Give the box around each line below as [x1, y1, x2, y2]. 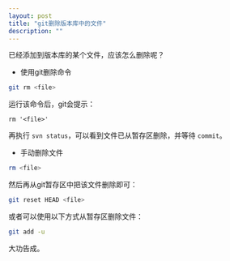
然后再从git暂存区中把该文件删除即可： [8, 180, 138, 190]
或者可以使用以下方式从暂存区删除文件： [8, 212, 143, 221]
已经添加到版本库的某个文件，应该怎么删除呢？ [8, 50, 164, 60]
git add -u [8, 228, 45, 236]
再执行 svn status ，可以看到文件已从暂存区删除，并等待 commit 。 [8, 130, 227, 140]
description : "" [8, 27, 63, 35]
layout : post [8, 11, 53, 20]
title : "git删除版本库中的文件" [8, 19, 107, 28]
